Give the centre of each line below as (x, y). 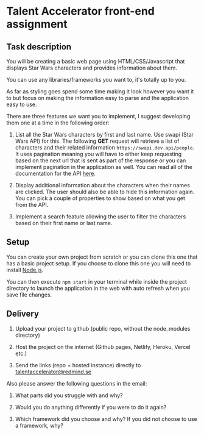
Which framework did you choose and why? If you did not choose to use (106, 419)
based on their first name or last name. (64, 223)
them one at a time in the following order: (58, 123)
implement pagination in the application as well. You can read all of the (104, 167)
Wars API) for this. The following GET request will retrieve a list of (97, 141)
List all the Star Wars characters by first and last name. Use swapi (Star (104, 135)
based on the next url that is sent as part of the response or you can (100, 160)
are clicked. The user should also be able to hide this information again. (105, 192)
